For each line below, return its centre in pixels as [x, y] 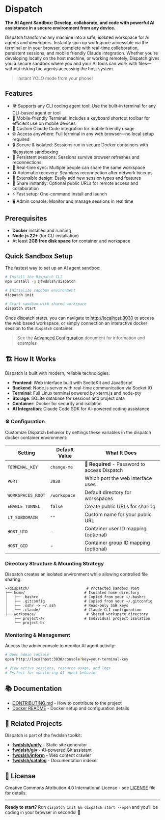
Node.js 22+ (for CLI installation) [46, 235]
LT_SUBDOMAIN [23, 517]
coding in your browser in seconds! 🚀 [43, 812]
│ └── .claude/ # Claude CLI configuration [73, 610]
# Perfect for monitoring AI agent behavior [51, 673]
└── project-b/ [29, 623]
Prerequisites [26, 219]
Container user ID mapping [116, 528]
